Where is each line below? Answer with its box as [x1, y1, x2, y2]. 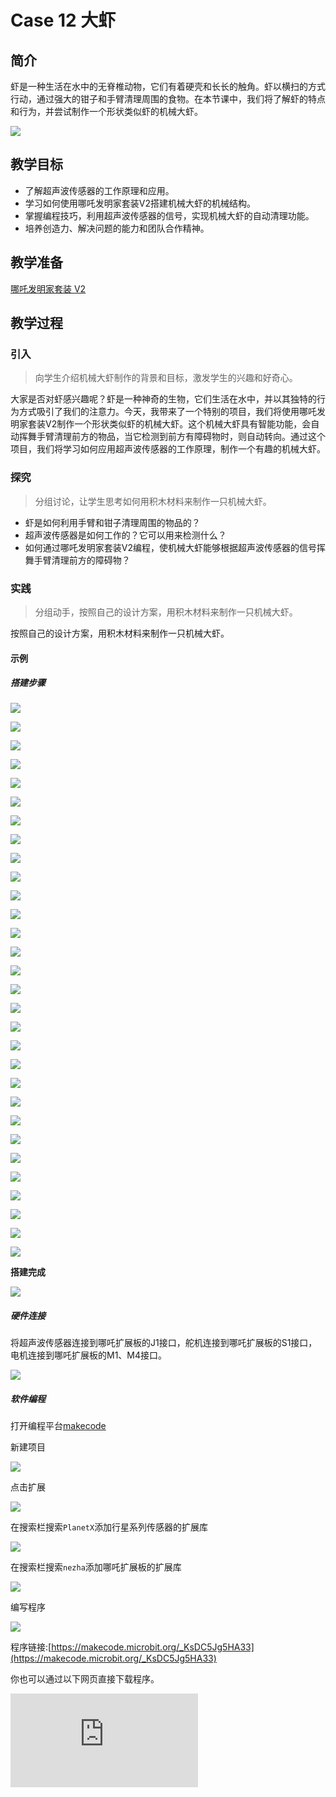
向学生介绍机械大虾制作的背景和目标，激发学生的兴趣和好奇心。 [34, 372, 298, 384]
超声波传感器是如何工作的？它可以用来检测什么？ [24, 529, 227, 541]
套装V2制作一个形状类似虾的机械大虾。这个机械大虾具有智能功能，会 [27, 418, 312, 430]
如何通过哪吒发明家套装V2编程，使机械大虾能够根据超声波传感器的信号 [24, 541, 317, 553]
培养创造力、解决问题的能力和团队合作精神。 [24, 222, 210, 234]
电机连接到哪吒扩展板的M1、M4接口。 [10, 1349, 168, 1361]
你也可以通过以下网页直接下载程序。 [10, 1673, 160, 1685]
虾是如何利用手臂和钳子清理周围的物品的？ [24, 516, 201, 528]
